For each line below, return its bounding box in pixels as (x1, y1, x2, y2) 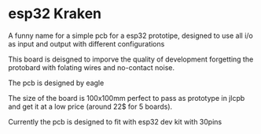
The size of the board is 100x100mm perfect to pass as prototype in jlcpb (8, 93, 245, 102)
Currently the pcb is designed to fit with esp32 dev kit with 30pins (8, 117, 222, 126)
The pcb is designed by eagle (8, 78, 105, 87)
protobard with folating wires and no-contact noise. (8, 62, 175, 72)
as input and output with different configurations (8, 39, 165, 48)
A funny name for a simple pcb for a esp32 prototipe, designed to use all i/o (8, 31, 253, 40)
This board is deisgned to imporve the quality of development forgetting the (8, 54, 254, 64)
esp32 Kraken (8, 5, 102, 23)
